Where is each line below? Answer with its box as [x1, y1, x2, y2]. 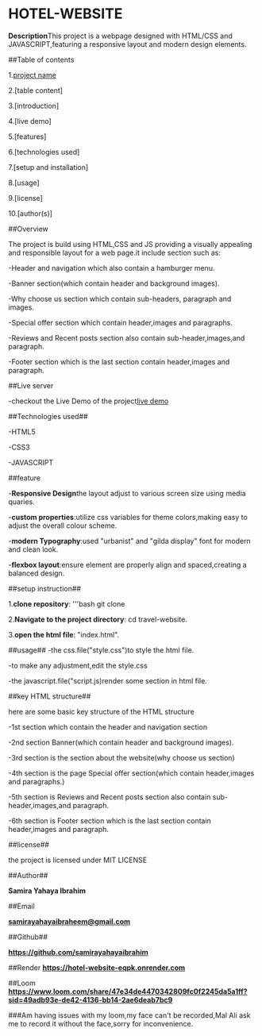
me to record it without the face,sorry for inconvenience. [8, 1019, 194, 1028]
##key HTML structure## [8, 691, 91, 701]
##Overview [8, 224, 49, 233]
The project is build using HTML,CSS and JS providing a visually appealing [8, 239, 252, 248]
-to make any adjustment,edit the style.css [8, 660, 148, 670]
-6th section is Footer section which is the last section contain [8, 815, 212, 826]
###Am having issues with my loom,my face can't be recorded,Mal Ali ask [8, 1010, 251, 1020]
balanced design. [8, 568, 65, 578]
